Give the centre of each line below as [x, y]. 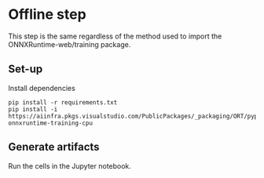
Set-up [26, 69]
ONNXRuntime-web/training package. [70, 44]
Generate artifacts [54, 147]
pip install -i [33, 109]
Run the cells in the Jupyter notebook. [70, 165]
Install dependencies [42, 88]
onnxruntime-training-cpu [50, 123]
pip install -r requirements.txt [63, 102]
